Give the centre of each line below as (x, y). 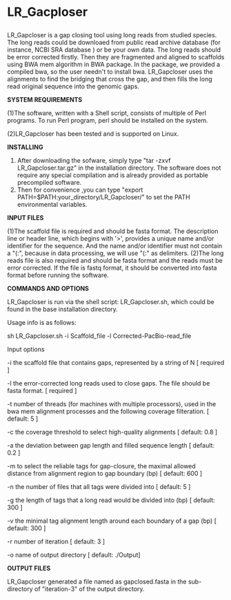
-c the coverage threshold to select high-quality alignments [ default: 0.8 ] (112, 432)
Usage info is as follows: (42, 323)
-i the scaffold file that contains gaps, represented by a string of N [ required (116, 363)
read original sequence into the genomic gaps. (73, 86)
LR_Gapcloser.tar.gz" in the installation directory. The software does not (119, 168)
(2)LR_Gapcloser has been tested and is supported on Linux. (93, 134)
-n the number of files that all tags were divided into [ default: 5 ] (99, 487)
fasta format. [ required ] (42, 391)
